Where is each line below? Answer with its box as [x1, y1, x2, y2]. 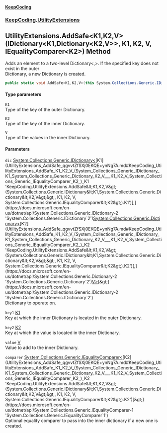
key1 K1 [5, 309, 20, 315]
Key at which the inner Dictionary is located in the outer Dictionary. [5, 315, 142, 321]
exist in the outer [5, 66, 40, 72]
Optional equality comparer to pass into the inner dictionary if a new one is [5, 418, 158, 424]
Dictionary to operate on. [5, 300, 56, 306]
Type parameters [5, 91, 42, 97]
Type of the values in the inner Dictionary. [5, 135, 91, 141]
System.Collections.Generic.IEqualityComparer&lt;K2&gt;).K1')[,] [5, 199, 137, 205]
